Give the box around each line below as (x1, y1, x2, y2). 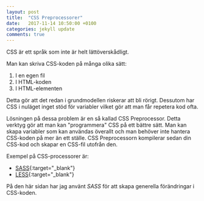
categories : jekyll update (6, 26, 75, 32)
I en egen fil (15, 72, 45, 79)
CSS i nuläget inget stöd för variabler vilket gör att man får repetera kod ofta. (6, 103, 199, 110)
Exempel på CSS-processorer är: (6, 153, 90, 160)
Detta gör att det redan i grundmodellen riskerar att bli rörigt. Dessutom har (6, 97, 195, 104)
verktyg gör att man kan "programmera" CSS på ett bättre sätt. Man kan (6, 121, 187, 129)
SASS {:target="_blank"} (15, 164, 76, 172)
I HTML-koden (15, 79, 52, 86)
